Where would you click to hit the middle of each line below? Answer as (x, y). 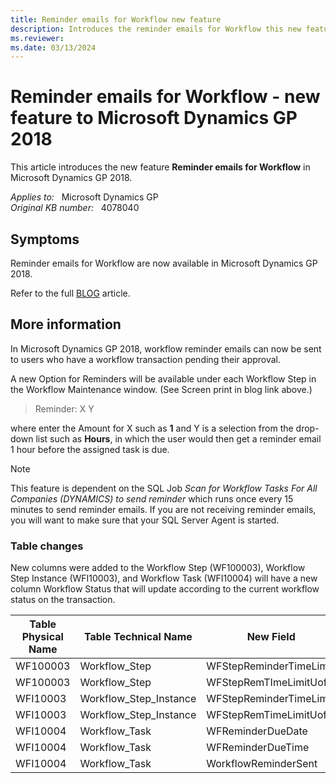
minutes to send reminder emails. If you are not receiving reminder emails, (163, 509)
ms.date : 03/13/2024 (53, 47)
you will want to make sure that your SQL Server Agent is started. (145, 520)
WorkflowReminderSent (262, 764)
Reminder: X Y (64, 408)
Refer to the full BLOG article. (70, 293)
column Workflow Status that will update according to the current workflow (165, 589)
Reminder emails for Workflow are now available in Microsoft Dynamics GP (164, 263)
